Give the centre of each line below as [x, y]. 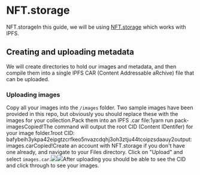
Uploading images [33, 94]
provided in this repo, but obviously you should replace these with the [92, 114]
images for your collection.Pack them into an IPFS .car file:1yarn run [90, 121]
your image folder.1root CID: [40, 133]
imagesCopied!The [30, 127]
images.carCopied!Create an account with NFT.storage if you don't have [96, 146]
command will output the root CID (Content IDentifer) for [124, 127]
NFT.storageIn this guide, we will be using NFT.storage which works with [96, 27]
